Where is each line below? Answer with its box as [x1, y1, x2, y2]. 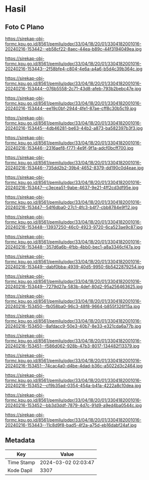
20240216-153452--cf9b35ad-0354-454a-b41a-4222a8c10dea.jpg [5, 383, 141, 388]
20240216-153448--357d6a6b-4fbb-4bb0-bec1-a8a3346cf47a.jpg [5, 244, 141, 250]
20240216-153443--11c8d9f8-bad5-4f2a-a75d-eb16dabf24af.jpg [5, 422, 137, 428]
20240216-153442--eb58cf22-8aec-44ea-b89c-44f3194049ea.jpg [5, 46, 142, 52]
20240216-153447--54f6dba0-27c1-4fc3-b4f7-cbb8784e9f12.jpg [5, 205, 138, 210]
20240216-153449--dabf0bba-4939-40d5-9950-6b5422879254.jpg [5, 264, 145, 269]
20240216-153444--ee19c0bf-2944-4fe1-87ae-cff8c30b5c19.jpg [5, 106, 136, 111]
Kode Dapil [7, 467, 33, 474]
